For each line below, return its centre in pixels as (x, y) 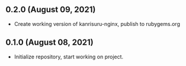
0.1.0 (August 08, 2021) (49, 43)
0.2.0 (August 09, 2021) (51, 10)
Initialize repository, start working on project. (69, 57)
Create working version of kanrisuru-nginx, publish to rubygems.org (97, 24)
